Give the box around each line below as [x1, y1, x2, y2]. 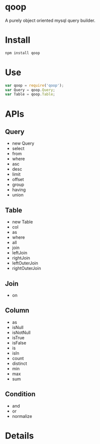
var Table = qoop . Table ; [5, 92, 55, 97]
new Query [12, 140, 34, 147]
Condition [5, 390, 35, 398]
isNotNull [12, 329, 31, 335]
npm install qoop [5, 50, 40, 55]
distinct [12, 361, 27, 366]
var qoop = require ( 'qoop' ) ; [5, 83, 64, 88]
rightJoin [12, 255, 31, 261]
